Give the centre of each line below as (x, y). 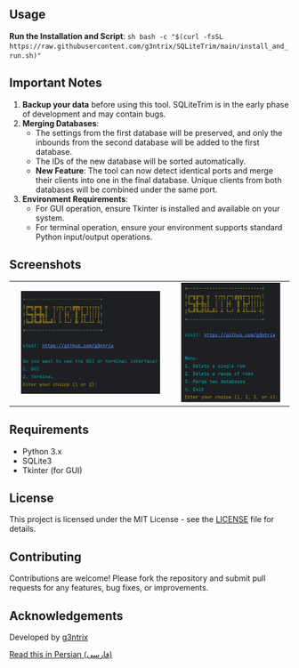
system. (50, 218)
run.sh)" (25, 56)
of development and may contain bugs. (94, 114)
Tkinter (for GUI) (52, 470)
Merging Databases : (61, 123)
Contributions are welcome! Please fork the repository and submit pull (137, 578)
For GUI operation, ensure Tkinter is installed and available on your (158, 208)
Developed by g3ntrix (49, 637)
